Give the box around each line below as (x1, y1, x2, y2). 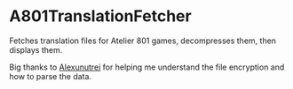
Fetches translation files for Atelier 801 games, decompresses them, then (9, 35, 277, 46)
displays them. (9, 44, 63, 55)
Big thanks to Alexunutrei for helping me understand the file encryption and (9, 62, 285, 72)
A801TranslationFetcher (9, 6, 193, 26)
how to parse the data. (9, 70, 91, 81)
